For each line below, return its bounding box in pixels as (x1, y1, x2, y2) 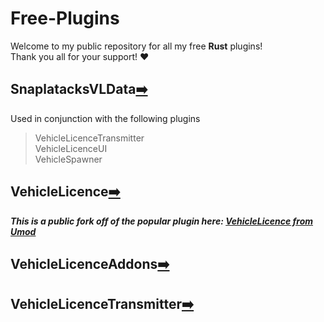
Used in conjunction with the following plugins (10, 112, 201, 124)
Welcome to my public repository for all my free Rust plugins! (10, 40, 263, 52)
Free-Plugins (10, 7, 120, 30)
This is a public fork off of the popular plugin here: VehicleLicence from (10, 215, 314, 227)
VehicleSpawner (34, 153, 103, 165)
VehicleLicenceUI (34, 142, 108, 154)
